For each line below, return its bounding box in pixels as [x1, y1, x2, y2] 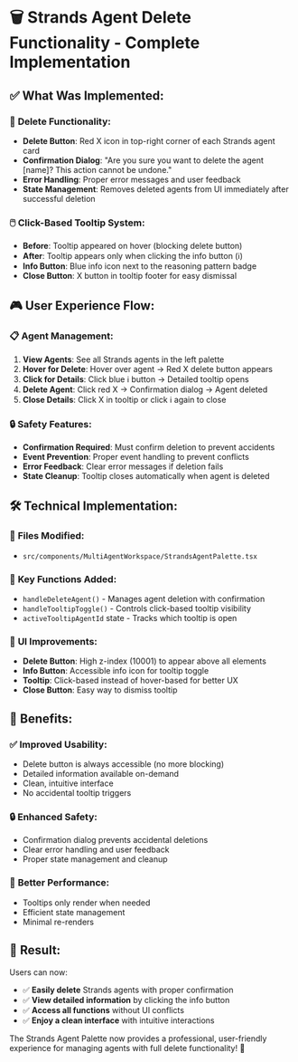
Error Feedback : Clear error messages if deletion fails [22, 461, 224, 472]
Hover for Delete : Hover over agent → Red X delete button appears [22, 363, 274, 374]
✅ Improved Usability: [9, 738, 107, 751]
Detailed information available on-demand [22, 769, 179, 780]
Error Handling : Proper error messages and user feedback [22, 174, 241, 185]
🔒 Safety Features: [9, 417, 92, 430]
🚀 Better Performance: [9, 876, 110, 889]
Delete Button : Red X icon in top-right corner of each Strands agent [22, 135, 275, 146]
